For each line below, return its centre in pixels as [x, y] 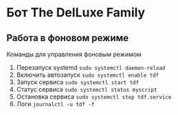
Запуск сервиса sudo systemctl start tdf [78, 82]
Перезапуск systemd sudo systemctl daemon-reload [91, 67]
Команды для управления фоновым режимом [74, 54]
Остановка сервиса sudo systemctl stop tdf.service [94, 97]
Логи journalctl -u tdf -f [55, 104]
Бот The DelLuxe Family [76, 13]
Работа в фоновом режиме [68, 38]
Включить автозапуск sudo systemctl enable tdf [88, 75]
